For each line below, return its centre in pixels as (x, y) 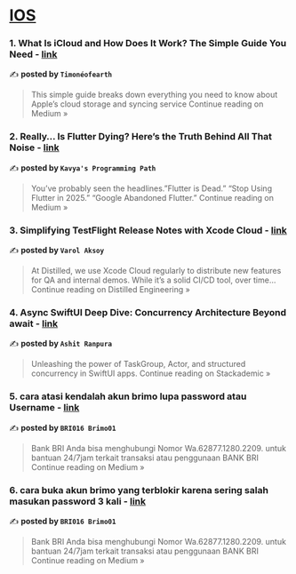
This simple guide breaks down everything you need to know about (154, 95)
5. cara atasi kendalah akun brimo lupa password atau (128, 396)
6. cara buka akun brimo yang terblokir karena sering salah (139, 490)
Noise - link (34, 147)
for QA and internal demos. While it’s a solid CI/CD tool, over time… (153, 280)
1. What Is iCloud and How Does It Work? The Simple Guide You (148, 44)
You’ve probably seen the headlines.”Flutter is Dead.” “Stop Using (152, 188)
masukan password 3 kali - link (78, 501)
